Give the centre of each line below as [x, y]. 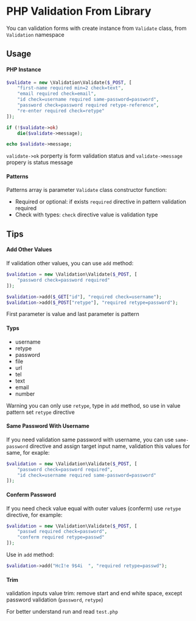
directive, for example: [34, 515]
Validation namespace [36, 34]
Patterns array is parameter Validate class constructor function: [87, 190]
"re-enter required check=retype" [61, 111]
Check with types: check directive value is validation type [86, 215]
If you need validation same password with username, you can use [90, 439]
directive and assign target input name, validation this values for [110, 446]
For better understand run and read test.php [62, 612]
